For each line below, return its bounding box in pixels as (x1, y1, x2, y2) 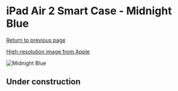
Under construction (6, 77, 81, 87)
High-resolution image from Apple (6, 48, 90, 55)
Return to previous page (6, 36, 66, 43)
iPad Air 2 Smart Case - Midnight (6, 4, 172, 18)
